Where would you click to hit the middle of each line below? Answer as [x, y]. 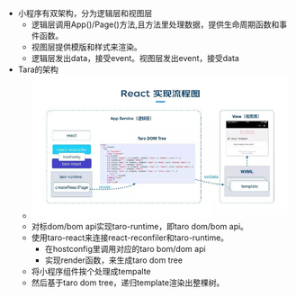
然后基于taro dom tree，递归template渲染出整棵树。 [128, 283]
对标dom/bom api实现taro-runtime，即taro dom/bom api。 [140, 227]
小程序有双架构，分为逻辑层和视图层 [85, 13]
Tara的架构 [38, 69]
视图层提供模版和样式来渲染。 [86, 47]
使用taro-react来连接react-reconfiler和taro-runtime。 [130, 238]
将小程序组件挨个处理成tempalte [91, 272]
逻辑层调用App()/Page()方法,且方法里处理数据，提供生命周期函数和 [155, 24]
